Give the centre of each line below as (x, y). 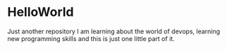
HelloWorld (41, 12)
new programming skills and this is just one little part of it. (91, 38)
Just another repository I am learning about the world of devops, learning (114, 31)
